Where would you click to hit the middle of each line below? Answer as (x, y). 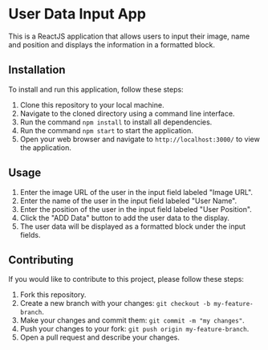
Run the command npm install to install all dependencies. (116, 122)
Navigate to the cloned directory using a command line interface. (127, 113)
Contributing (41, 260)
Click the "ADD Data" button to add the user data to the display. (125, 218)
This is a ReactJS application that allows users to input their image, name (129, 36)
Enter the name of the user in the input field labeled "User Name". (128, 201)
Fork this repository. (53, 295)
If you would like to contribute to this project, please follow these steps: (126, 279)
